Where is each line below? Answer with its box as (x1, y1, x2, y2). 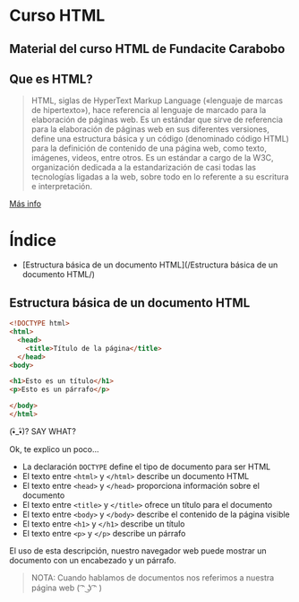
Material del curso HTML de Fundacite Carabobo (9, 41, 286, 57)
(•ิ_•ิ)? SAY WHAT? (9, 425, 76, 436)
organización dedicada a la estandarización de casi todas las (30, 162, 257, 173)
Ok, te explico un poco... (9, 443, 100, 454)
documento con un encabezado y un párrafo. (9, 554, 176, 565)
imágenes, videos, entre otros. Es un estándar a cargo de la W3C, (30, 153, 275, 163)
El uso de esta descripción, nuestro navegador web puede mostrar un (9, 545, 267, 556)
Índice (9, 230, 56, 250)
